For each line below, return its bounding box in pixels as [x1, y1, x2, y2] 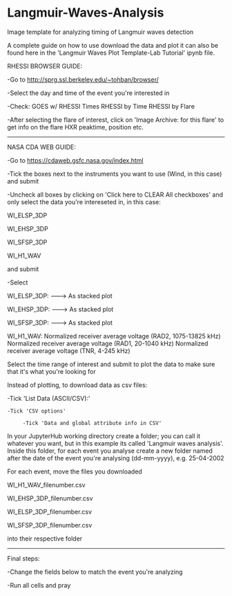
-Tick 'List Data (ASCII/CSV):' [7, 394, 91, 402]
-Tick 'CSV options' [7, 407, 67, 415]
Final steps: [7, 554, 40, 562]
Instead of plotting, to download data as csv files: [7, 381, 148, 389]
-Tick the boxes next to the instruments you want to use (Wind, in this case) [7, 170, 222, 178]
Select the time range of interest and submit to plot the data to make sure [7, 360, 215, 368]
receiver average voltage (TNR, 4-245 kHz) [7, 346, 130, 354]
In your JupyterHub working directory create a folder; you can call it [7, 431, 200, 440]
